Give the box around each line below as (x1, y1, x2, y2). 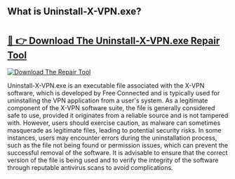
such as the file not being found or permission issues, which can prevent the (7, 141, 229, 150)
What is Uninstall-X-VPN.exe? (7, 6, 142, 18)
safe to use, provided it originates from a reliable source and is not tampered (7, 112, 229, 119)
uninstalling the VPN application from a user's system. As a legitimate (7, 96, 208, 105)
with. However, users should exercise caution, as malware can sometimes (7, 119, 221, 127)
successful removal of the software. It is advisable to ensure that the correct (7, 149, 228, 157)
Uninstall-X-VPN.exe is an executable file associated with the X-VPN (7, 81, 205, 90)
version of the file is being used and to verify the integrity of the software (7, 156, 219, 164)
